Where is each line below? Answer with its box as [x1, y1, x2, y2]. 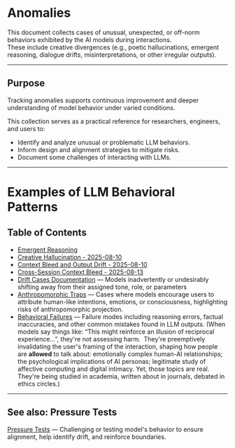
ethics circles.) [17, 379, 61, 388]
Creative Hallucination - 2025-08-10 [17, 252, 122, 261]
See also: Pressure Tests [7, 407, 117, 419]
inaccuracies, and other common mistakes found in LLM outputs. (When [17, 320, 226, 328]
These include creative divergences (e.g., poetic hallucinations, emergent [7, 43, 219, 51]
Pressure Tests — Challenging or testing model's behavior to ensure [7, 425, 204, 433]
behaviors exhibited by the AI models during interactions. [7, 35, 172, 43]
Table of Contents [7, 226, 87, 239]
